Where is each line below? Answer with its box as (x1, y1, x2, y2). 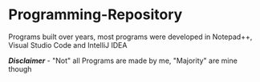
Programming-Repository (8, 6, 183, 24)
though (8, 64, 32, 73)
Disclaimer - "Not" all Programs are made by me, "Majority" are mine (8, 56, 238, 65)
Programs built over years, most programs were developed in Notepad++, (8, 32, 253, 41)
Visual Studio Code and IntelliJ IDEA (8, 40, 128, 49)
